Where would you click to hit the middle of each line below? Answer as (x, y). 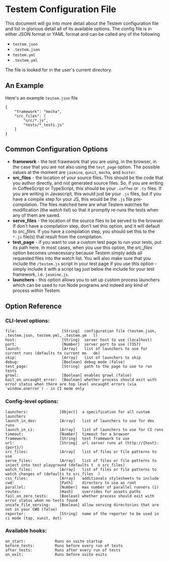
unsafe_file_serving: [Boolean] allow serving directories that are (82, 505)
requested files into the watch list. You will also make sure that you (82, 258)
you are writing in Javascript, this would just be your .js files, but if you (87, 194)
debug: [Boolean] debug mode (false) (65, 362)
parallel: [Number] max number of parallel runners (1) (82, 487)
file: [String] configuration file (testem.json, (81, 331)
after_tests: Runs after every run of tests (63, 550)
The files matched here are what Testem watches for (94, 204)
